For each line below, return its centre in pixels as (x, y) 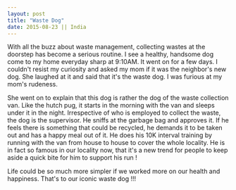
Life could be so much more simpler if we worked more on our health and (114, 171)
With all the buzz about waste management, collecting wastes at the (106, 47)
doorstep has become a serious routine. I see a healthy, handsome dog (111, 54)
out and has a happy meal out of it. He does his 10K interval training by (110, 135)
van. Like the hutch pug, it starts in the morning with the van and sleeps (111, 106)
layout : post (26, 14)
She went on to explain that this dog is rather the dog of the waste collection (118, 98)
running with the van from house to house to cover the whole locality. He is (116, 143)
